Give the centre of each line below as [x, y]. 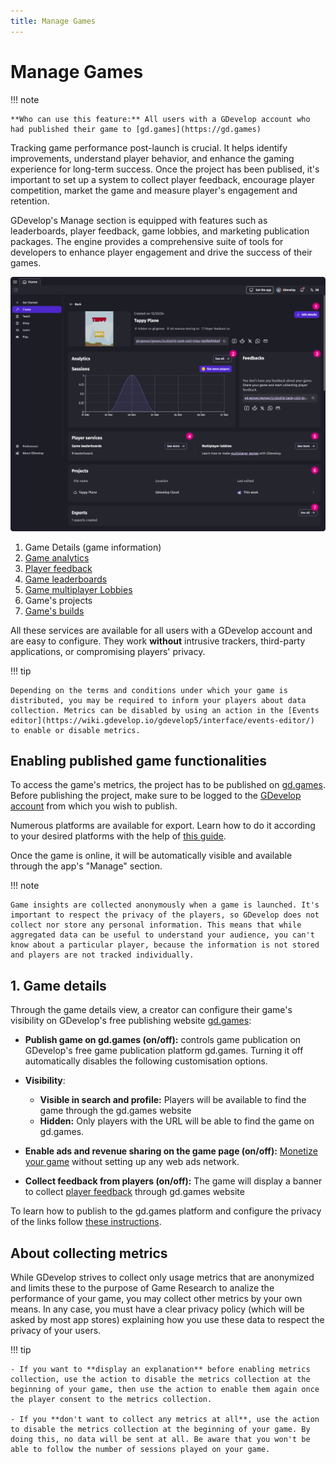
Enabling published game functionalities [138, 760]
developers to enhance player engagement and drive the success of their [161, 252]
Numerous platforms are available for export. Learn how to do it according [163, 826]
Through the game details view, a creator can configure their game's [151, 1010]
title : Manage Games [53, 21]
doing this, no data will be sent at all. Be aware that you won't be [160, 1440]
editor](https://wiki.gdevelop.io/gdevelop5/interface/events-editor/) [162, 720]
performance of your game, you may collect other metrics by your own [156, 1299]
